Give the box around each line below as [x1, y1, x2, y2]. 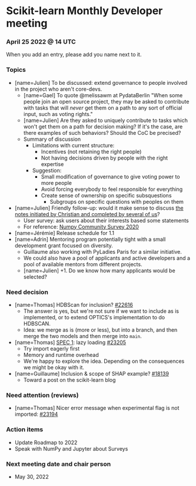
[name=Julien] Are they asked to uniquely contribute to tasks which [23, 117, 188, 124]
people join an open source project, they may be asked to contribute [23, 98, 190, 105]
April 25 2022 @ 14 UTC [6, 38, 77, 46]
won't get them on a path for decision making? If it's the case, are [23, 123, 183, 130]
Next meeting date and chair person [6, 459, 111, 468]
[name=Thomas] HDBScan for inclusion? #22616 [14, 302, 134, 309]
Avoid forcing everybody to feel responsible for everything [41, 186, 183, 193]
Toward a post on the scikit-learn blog [23, 376, 116, 383]
